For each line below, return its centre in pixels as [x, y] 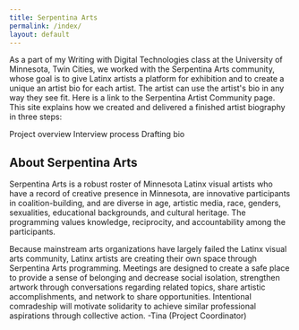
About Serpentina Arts [73, 162]
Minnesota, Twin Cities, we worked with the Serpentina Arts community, [142, 69]
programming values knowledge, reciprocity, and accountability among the [148, 222]
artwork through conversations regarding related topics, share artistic [137, 287]
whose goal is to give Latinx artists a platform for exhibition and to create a [147, 79]
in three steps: [36, 117]
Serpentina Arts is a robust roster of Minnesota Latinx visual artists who [141, 184]
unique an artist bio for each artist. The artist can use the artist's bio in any [147, 88]
